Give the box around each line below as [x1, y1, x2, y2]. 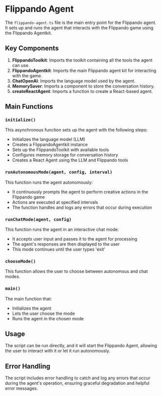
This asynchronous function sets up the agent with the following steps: [5, 127, 148, 133]
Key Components [5, 44, 59, 52]
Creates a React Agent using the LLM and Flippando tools [12, 157, 128, 163]
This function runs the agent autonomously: [5, 179, 93, 185]
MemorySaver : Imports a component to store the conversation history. [12, 83, 155, 89]
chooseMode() [5, 258, 36, 264]
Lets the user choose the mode [12, 310, 75, 316]
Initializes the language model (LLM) [12, 136, 85, 142]
